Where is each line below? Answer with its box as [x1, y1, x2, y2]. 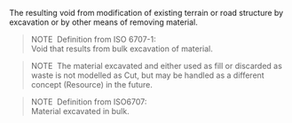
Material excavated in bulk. [30, 106, 130, 116]
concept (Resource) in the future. [30, 80, 154, 89]
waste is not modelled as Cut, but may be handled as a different [30, 70, 264, 81]
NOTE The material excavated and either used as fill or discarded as [30, 61, 282, 71]
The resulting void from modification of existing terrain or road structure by [9, 8, 284, 18]
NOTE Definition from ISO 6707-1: [30, 35, 157, 44]
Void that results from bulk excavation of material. [30, 43, 213, 54]
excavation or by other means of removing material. [9, 17, 198, 27]
